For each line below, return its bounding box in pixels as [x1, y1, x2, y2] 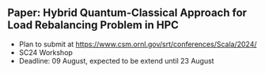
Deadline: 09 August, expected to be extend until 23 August [18, 56, 214, 65]
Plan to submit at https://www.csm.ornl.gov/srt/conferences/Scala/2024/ [18, 39, 257, 49]
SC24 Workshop [18, 47, 73, 57]
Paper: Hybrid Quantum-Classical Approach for [7, 6, 247, 20]
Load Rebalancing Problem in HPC [7, 19, 180, 32]
